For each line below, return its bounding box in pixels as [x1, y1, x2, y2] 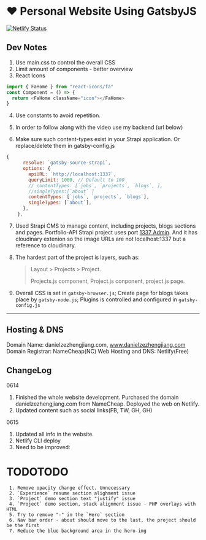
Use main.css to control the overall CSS [15, 58, 115, 66]
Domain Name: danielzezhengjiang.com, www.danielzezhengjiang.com [6, 341, 186, 348]
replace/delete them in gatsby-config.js [15, 142, 115, 150]
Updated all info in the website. [15, 430, 94, 438]
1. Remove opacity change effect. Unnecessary [9, 485, 131, 492]
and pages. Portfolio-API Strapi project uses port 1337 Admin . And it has [15, 228, 198, 236]
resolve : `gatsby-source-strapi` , [22, 160, 112, 166]
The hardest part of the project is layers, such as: [15, 253, 140, 261]
